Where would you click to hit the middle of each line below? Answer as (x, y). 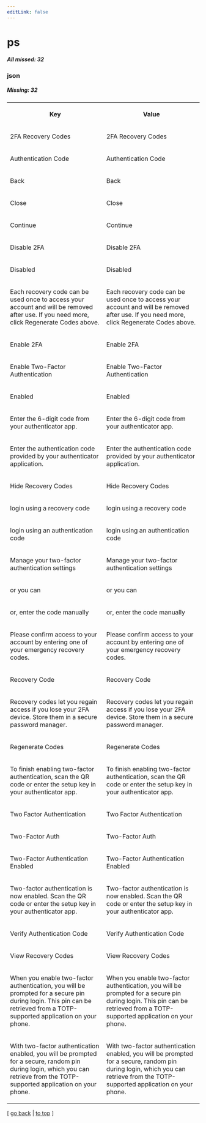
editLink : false (28, 12)
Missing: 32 (22, 90)
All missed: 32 (26, 59)
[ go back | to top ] (30, 1113)
